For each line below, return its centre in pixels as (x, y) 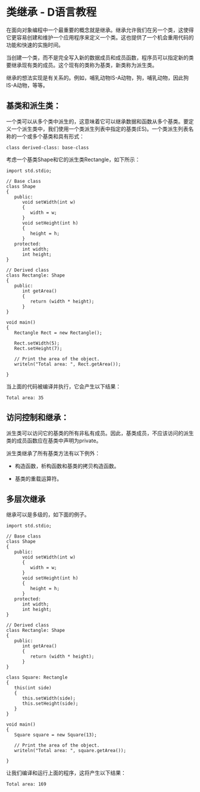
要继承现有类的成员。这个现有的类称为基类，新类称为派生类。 (82, 65)
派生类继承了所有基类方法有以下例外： (53, 453)
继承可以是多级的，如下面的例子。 (48, 515)
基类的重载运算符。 (38, 478)
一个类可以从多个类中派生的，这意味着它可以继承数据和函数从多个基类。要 (97, 121)
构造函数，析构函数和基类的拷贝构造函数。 (67, 466)
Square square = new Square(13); (55, 735)
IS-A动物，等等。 (27, 85)
